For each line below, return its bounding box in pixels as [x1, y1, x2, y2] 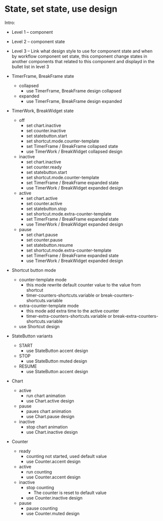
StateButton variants [11, 333, 53, 339]
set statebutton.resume [26, 242, 73, 248]
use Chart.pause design [26, 413, 75, 419]
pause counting [26, 505, 58, 511]
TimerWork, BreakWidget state [11, 108, 74, 114]
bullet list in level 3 [11, 64, 49, 70]
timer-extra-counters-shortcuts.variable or [26, 313, 112, 319]
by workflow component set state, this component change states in [11, 53, 147, 59]
